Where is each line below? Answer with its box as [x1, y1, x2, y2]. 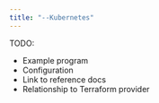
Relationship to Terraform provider [22, 83, 150, 94]
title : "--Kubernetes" [9, 13, 94, 22]
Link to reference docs [22, 73, 106, 85]
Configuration [22, 64, 74, 75]
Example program [22, 55, 89, 65]
